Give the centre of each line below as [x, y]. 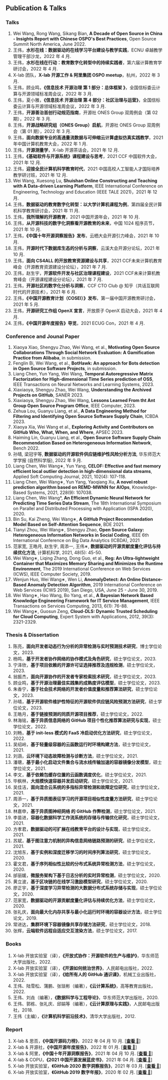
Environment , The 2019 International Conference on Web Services [81, 568]
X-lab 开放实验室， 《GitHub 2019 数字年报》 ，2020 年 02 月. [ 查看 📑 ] [82, 1072]
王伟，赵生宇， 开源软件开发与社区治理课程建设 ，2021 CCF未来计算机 [84, 273]
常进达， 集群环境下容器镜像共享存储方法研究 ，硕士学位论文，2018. [82, 924]
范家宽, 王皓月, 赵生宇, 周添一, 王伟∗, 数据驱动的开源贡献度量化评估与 [84, 546]
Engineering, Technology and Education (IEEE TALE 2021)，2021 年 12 [85, 191]
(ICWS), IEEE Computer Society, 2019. [52, 574]
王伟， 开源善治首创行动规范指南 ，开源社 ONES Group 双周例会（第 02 [85, 112]
